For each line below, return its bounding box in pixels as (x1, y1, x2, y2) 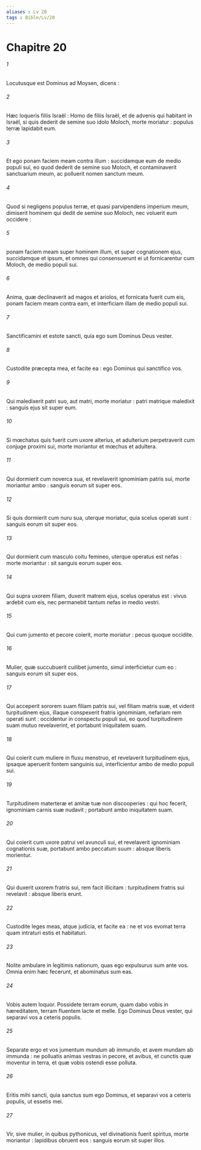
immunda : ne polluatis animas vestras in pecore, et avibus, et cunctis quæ (6, 1052, 191, 1059)
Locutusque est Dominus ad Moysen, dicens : (6, 79, 120, 86)
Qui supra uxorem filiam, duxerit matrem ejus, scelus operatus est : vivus (6, 592, 187, 599)
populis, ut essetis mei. (6, 1097, 64, 1105)
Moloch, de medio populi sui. (6, 261, 78, 268)
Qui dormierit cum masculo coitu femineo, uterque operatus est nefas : (6, 553, 182, 560)
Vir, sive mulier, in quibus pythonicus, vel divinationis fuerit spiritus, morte (6, 1130, 189, 1138)
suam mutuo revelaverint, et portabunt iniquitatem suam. (6, 722, 147, 729)
